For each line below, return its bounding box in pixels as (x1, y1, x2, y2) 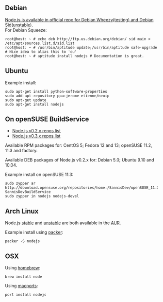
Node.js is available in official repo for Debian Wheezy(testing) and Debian (5, 17, 154, 22)
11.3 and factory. (5, 148, 38, 154)
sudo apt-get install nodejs (5, 102, 64, 107)
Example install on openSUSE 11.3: (5, 172, 74, 178)
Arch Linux (5, 207, 39, 215)
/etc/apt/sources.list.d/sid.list (5, 41, 75, 46)
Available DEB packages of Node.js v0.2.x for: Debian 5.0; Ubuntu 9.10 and (5, 157, 154, 163)
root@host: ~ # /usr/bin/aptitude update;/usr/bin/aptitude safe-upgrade (5, 45, 158, 50)
